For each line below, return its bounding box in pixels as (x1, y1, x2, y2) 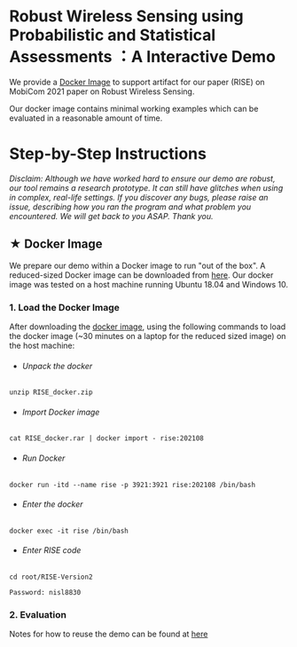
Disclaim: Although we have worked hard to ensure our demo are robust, (9, 173, 276, 184)
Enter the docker (21, 499, 83, 509)
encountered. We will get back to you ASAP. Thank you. (9, 210, 214, 221)
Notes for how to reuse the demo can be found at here (9, 628, 208, 640)
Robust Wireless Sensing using (9, 6, 244, 27)
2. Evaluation (9, 608, 66, 620)
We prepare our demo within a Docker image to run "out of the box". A (9, 260, 266, 271)
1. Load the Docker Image (9, 301, 120, 313)
